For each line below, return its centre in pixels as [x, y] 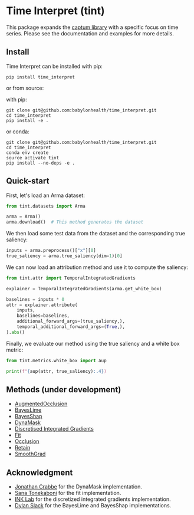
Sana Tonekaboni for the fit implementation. [68, 493]
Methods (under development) [64, 390]
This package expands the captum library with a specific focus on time [92, 27]
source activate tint [33, 158]
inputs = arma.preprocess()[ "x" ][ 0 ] [51, 251]
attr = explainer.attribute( [42, 305]
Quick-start [28, 181]
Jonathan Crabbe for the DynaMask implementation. [78, 487]
